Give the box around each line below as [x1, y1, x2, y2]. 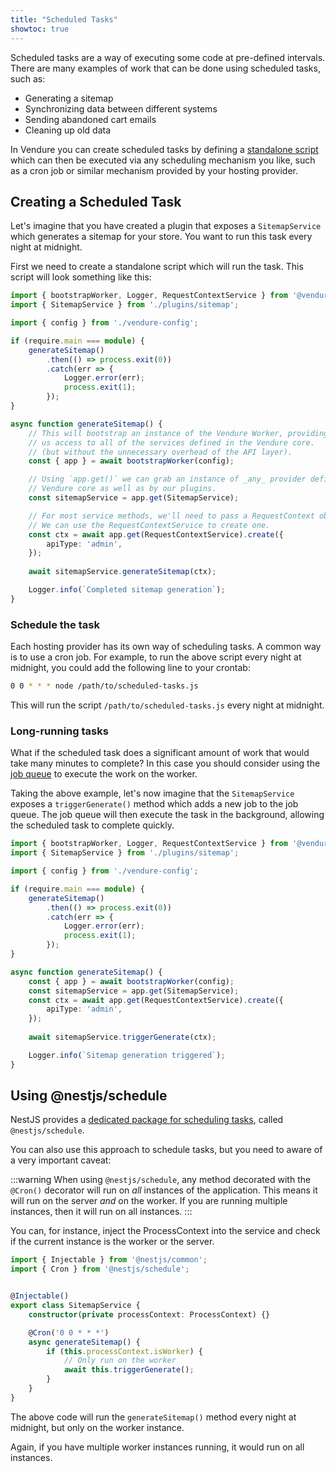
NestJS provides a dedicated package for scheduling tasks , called [10, 1114, 284, 1126]
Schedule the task [10, 617, 100, 631]
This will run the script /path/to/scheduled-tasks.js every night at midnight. [10, 699, 325, 711]
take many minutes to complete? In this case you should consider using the [10, 757, 321, 770]
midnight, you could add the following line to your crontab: [10, 662, 251, 674]
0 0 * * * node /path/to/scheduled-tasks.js [10, 681, 199, 691]
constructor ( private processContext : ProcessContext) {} [28, 1309, 271, 1320]
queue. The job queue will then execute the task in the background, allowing [10, 809, 325, 821]
